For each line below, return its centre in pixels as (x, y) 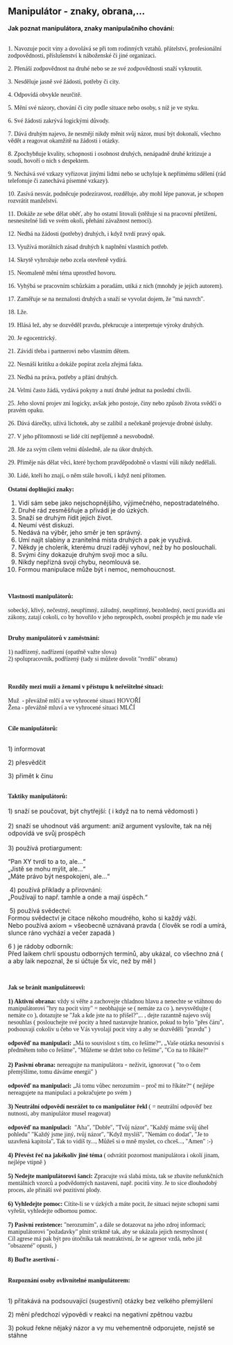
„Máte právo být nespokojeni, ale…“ (59, 876)
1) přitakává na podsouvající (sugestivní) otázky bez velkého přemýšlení (111, 1300)
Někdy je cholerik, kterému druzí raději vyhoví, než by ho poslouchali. (117, 547)
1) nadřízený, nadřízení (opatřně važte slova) (62, 652)
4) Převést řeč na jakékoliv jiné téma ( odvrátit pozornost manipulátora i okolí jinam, (114, 1155)
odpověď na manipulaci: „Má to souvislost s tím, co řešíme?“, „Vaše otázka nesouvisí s (116, 1043)
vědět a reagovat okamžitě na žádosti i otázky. (64, 141)
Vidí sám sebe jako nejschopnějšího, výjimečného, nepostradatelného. (119, 503)
